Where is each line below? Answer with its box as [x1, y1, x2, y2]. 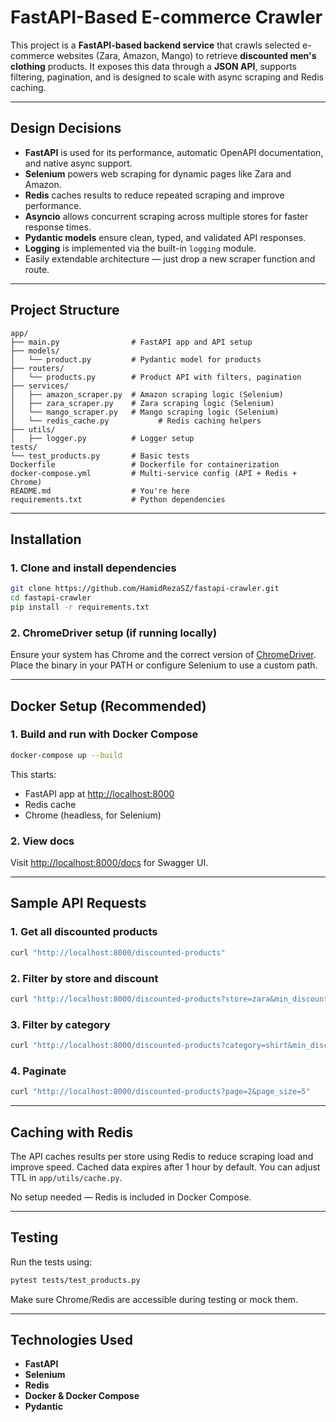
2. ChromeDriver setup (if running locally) [10, 626, 218, 640]
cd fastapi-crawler [10, 593, 92, 603]
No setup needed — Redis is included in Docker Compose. [10, 1191, 252, 1203]
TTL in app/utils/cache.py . [10, 1171, 123, 1183]
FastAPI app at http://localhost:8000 [24, 787, 175, 800]
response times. [24, 221, 92, 233]
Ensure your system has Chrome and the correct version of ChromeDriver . [10, 649, 317, 661]
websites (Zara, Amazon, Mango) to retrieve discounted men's [56, 49, 317, 61]
